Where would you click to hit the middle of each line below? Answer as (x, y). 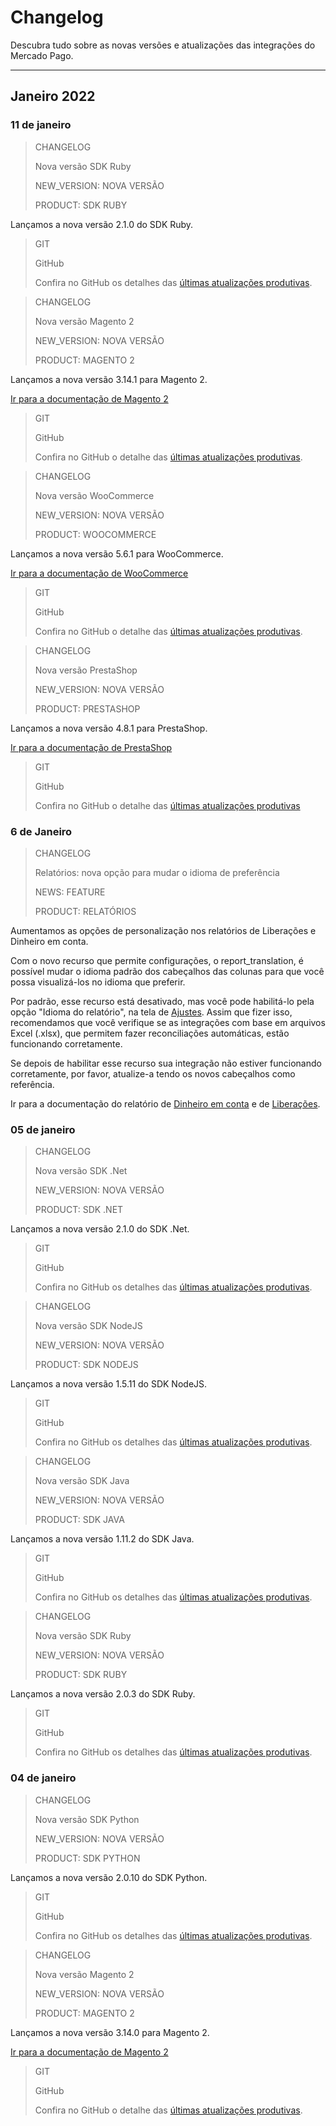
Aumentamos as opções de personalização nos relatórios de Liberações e (163, 930)
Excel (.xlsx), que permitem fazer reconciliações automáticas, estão (150, 1033)
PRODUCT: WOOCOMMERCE (95, 534)
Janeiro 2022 (53, 96)
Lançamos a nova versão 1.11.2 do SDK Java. (102, 1539)
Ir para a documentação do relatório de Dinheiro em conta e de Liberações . (165, 1103)
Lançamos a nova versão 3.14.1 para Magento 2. (109, 379)
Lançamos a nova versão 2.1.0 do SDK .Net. (100, 1229)
